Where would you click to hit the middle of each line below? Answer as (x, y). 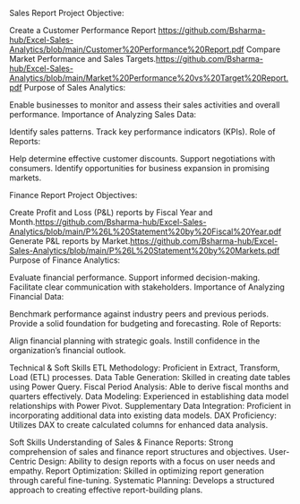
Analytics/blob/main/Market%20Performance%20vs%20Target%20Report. (149, 78)
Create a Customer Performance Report (83, 30)
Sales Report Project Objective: (67, 13)
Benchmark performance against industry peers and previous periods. (139, 314)
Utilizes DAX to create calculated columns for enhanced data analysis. (139, 425)
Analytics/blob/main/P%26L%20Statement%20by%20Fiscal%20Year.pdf (146, 231)
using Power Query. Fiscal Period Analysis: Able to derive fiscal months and (149, 387)
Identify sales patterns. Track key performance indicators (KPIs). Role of (142, 132)
